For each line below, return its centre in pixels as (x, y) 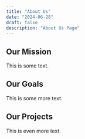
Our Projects (30, 117)
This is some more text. (34, 98)
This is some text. (27, 66)
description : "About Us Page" (43, 28)
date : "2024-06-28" (30, 17)
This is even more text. (34, 131)
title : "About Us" (28, 11)
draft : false (22, 22)
